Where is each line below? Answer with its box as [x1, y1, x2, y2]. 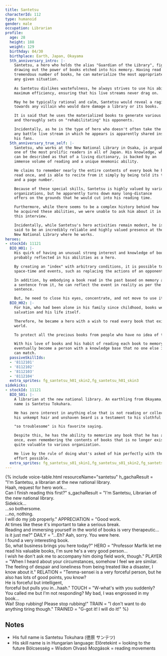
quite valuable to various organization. [14, 442, 101, 447]
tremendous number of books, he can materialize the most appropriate [14, 72, 164, 77]
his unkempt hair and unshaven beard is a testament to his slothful [14, 415, 162, 420]
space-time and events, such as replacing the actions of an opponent [14, 269, 164, 274]
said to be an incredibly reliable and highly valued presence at [14, 227, 155, 232]
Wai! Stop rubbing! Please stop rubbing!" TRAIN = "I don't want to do [5, 601, 146, 607]
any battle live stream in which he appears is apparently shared [14, 131, 155, 136]
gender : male [5, 21, 32, 26]
